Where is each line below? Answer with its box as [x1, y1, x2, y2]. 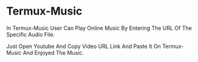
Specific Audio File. [6, 30, 55, 38]
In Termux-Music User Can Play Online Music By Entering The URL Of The [6, 24, 193, 32]
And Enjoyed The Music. [22, 49, 84, 56]
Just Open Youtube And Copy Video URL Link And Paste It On [6, 43, 161, 50]
